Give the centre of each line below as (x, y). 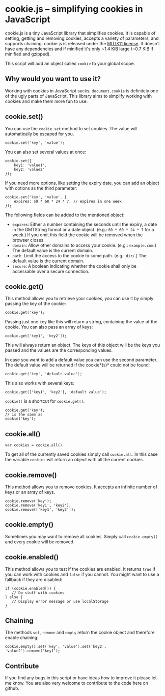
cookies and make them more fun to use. (46, 101)
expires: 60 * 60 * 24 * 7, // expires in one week (68, 201)
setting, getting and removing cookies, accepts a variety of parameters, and (82, 38)
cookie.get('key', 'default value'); (44, 374)
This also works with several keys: (40, 383)
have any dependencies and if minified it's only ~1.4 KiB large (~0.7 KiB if (79, 49)
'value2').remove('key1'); (33, 651)
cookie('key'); (21, 419)
